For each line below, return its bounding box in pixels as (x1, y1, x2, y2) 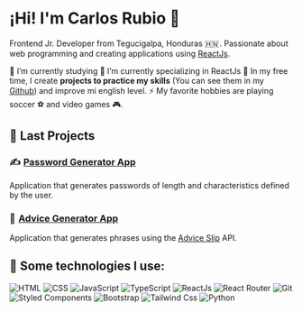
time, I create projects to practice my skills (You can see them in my (9, 75, 264, 86)
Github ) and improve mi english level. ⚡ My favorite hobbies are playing (9, 85, 274, 96)
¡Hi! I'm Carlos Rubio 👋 (9, 8, 180, 29)
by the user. (9, 189, 54, 200)
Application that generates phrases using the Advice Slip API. (9, 232, 237, 243)
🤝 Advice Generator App (9, 212, 119, 225)
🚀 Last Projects (9, 128, 96, 143)
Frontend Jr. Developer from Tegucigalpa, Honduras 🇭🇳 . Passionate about (9, 38, 288, 49)
